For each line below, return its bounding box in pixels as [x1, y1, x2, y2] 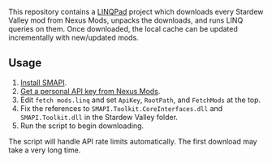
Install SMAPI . [19, 77, 67, 88]
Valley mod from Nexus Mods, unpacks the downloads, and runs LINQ [8, 15, 244, 25]
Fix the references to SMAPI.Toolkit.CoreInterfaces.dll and [19, 103, 223, 113]
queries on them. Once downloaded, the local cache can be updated [8, 24, 238, 33]
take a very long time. [8, 145, 81, 155]
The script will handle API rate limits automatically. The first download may [8, 136, 257, 146]
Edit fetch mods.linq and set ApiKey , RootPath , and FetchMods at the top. [19, 95, 261, 105]
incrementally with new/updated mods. [8, 32, 140, 42]
